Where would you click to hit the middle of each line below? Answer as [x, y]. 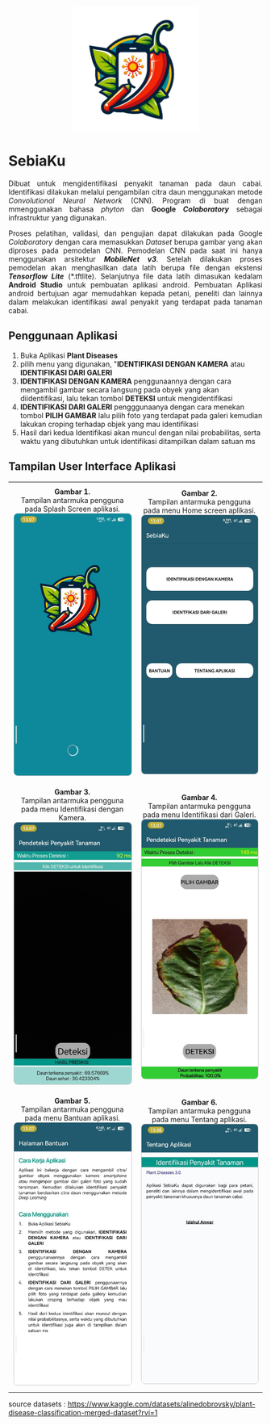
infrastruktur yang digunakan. [58, 217]
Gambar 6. [199, 1102]
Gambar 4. [199, 798]
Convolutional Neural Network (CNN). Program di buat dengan [136, 200]
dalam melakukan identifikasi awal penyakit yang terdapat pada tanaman [135, 302]
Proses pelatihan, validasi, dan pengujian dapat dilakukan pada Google [135, 233]
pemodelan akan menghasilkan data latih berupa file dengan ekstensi [135, 267]
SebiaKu [37, 161]
